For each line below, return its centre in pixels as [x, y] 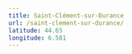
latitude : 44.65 [35, 30]
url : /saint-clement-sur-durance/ [66, 23]
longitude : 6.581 [37, 38]
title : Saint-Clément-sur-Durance [66, 15]
